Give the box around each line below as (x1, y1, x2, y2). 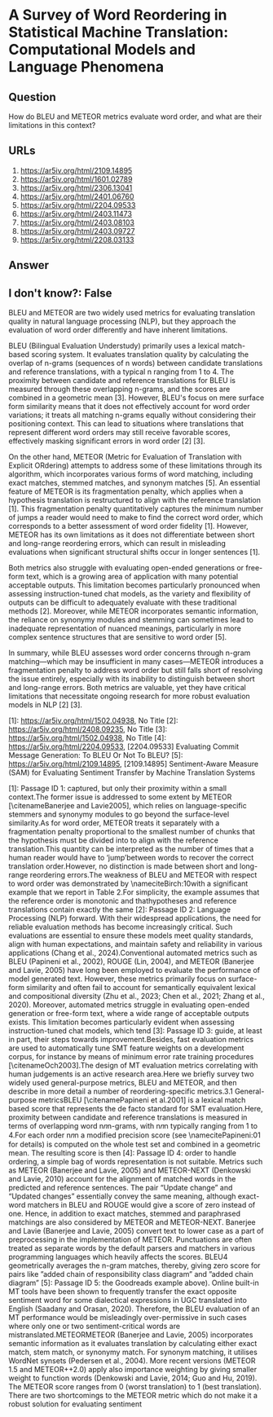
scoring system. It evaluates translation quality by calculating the (31, 350, 249, 359)
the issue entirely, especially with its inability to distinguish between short (8, 674, 255, 684)
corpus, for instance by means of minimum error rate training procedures (8, 1052, 254, 1062)
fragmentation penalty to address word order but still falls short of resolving (8, 666, 263, 675)
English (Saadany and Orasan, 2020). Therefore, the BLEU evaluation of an (8, 1304, 260, 1314)
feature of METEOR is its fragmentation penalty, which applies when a (8, 486, 244, 496)
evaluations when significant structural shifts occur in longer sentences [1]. (8, 548, 261, 557)
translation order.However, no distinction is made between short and (8, 861, 238, 871)
